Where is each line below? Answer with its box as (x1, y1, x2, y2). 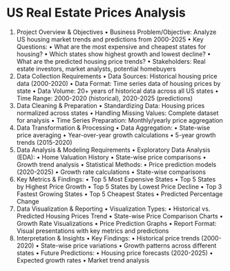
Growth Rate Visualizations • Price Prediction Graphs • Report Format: (16, 219, 217, 227)
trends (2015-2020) (16, 138, 73, 146)
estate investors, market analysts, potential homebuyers (16, 64, 177, 73)
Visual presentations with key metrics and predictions (16, 227, 170, 235)
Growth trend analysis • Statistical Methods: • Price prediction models (16, 160, 217, 168)
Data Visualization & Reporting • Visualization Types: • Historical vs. (16, 204, 211, 213)
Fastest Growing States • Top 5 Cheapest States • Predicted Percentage (16, 189, 223, 198)
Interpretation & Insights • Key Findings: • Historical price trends (16, 234, 200, 242)
